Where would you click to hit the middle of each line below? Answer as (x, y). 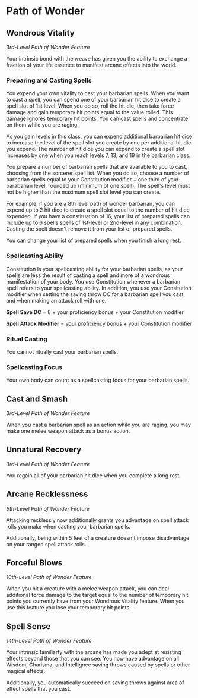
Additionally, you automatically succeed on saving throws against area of (95, 683)
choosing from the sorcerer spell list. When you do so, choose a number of (98, 173)
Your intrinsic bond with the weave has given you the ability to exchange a (97, 59)
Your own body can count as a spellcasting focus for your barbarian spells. (98, 380)
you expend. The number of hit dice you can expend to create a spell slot (95, 149)
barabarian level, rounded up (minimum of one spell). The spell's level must (98, 186)
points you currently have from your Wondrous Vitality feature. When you (95, 601)
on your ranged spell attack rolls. (46, 544)
